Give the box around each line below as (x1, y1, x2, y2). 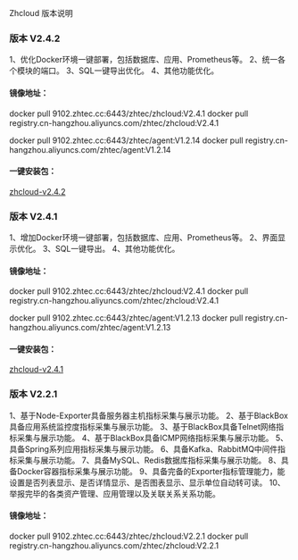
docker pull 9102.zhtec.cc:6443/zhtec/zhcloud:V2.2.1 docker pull (9, 531, 249, 541)
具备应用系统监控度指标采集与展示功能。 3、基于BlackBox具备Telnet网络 (9, 421, 277, 431)
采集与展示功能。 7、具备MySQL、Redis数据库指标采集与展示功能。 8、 (16, 455, 281, 465)
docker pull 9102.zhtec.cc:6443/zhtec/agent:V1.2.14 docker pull (9, 135, 244, 146)
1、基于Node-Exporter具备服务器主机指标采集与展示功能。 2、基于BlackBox (9, 410, 288, 421)
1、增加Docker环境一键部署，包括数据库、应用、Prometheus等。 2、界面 (9, 232, 278, 243)
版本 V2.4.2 (9, 32, 61, 45)
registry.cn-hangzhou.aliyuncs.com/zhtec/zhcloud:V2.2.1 (9, 539, 219, 551)
